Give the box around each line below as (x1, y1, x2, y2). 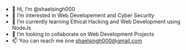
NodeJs (11, 24, 31, 31)
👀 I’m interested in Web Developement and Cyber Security (11, 12, 155, 19)
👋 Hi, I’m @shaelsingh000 (11, 6, 75, 12)
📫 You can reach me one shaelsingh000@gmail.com (11, 37, 143, 44)
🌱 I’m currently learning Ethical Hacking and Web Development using (11, 18, 181, 25)
